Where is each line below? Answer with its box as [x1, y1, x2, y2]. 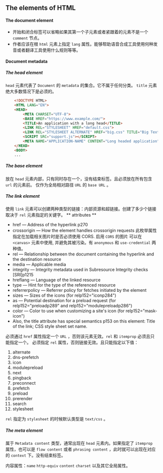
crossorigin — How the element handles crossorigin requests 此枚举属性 [12, 228, 157, 234]
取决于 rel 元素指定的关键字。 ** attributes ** [5, 212, 96, 218]
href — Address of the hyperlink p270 [12, 222, 89, 228]
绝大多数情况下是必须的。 [5, 88, 57, 94]
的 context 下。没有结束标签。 [5, 453, 66, 458]
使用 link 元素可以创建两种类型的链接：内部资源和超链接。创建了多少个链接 [5, 206, 157, 212]
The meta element [5, 427, 43, 434]
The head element [5, 69, 43, 75]
